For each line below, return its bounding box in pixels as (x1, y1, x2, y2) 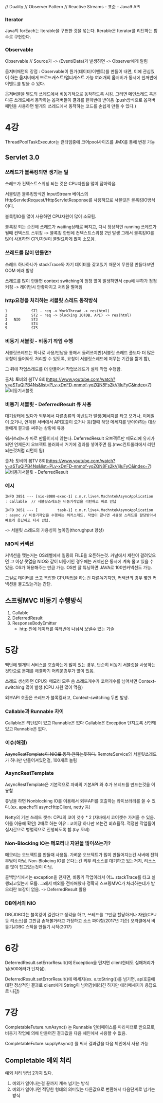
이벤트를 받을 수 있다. (5, 80, 45, 86)
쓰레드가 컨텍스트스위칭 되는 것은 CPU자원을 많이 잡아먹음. (5, 181, 117, 187)
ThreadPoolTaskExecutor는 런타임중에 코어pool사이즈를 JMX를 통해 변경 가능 (5, 139, 155, 144)
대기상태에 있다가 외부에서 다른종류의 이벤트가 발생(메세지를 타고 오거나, (5, 413, 142, 419)
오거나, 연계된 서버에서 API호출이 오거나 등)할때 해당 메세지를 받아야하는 (10, 419, 147, 425)
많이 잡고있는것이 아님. (10, 864, 54, 870)
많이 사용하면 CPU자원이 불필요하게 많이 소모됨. (5, 236, 96, 242)
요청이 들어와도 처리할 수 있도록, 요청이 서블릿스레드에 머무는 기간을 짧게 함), (5, 356, 151, 362)
